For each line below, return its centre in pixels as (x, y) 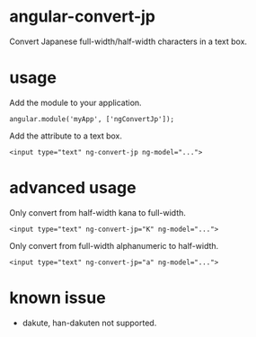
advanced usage (73, 188)
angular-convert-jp (82, 17)
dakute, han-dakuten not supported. (89, 323)
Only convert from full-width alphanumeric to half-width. (114, 245)
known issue (57, 297)
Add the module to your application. (75, 102)
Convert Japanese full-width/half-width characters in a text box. (128, 41)
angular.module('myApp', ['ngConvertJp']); (92, 119)
